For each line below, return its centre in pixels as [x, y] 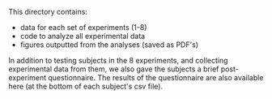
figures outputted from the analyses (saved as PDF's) [109, 45]
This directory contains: [48, 12]
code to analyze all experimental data [83, 36]
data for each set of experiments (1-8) [83, 27]
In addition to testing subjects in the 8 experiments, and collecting [118, 60]
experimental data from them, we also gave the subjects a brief [114, 69]
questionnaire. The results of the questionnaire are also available [156, 77]
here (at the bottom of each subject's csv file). [86, 86]
